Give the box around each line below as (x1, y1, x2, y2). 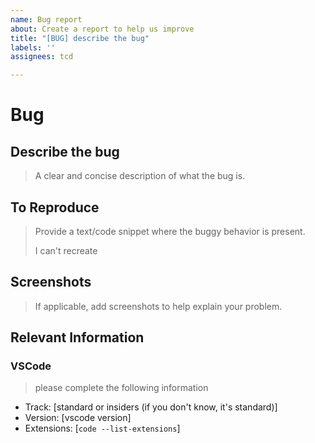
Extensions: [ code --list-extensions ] (24, 422, 181, 435)
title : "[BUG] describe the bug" (10, 33, 150, 43)
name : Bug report (10, 14, 83, 25)
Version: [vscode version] (24, 412, 132, 424)
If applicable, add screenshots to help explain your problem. (34, 300, 283, 312)
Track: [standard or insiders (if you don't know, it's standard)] (24, 401, 278, 413)
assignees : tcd (10, 52, 74, 62)
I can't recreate (34, 244, 98, 256)
